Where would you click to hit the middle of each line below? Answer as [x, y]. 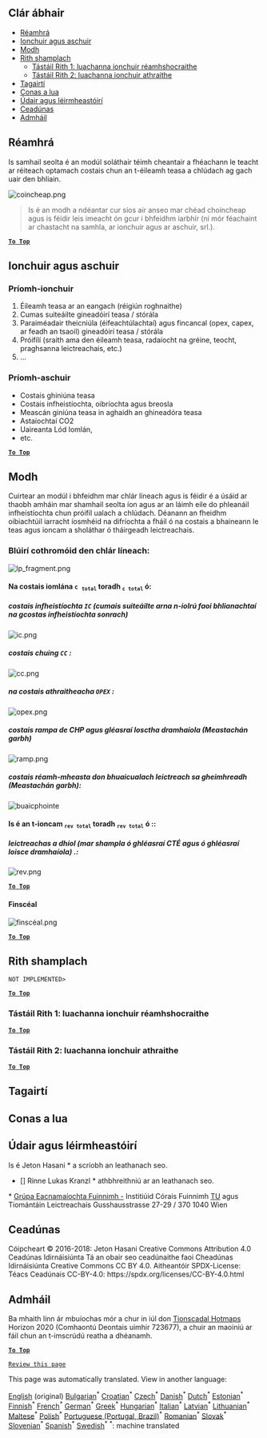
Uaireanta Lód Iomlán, [56, 429]
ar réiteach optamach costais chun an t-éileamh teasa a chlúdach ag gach [130, 170]
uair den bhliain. [35, 178]
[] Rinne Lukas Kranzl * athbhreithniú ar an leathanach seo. [117, 1180]
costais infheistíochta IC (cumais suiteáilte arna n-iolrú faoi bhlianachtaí [133, 606]
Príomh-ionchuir [41, 289]
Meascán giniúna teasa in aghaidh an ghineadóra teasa [111, 412]
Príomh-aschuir [40, 377]
